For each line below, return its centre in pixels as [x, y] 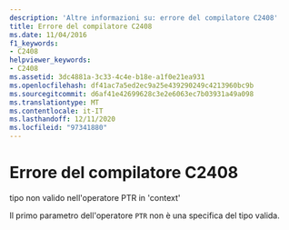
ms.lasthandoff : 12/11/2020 [63, 119]
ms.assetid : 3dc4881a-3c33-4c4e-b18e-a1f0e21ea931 [107, 77]
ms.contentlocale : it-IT [56, 111]
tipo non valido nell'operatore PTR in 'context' [95, 197]
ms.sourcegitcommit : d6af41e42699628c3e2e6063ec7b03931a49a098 [132, 94]
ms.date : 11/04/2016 [49, 35]
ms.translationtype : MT [55, 102]
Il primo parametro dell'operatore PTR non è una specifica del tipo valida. [144, 215]
